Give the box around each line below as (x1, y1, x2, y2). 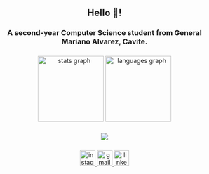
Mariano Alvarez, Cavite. (61, 36, 148, 46)
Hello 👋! (87, 7, 122, 19)
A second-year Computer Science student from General (7, 28, 202, 38)
